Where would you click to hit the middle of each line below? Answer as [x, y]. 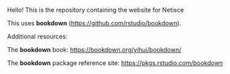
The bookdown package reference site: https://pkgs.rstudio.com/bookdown [115, 63]
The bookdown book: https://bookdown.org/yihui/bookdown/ [94, 50]
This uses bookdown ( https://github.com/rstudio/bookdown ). [94, 23]
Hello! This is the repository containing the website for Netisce [96, 10]
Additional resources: [37, 36]
